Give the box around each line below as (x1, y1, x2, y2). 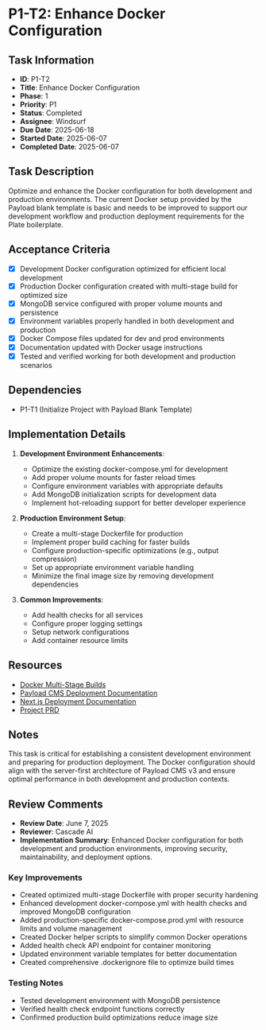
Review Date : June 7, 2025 (19, 819, 109, 828)
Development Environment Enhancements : (19, 448, 165, 458)
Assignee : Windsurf (19, 117, 87, 126)
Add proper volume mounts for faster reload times (31, 472, 196, 482)
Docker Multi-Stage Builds (19, 680, 106, 689)
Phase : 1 (19, 91, 48, 100)
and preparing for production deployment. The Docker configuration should (8, 757, 256, 767)
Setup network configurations (31, 627, 129, 637)
